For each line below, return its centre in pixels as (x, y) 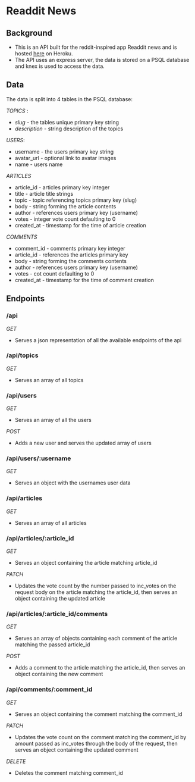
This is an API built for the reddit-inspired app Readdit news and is (96, 47)
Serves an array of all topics (49, 380)
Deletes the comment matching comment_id (69, 772)
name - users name (39, 164)
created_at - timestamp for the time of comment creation (84, 280)
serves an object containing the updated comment (76, 750)
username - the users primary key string (64, 151)
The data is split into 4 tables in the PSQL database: (69, 99)
